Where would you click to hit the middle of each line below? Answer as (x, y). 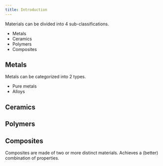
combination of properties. (32, 158)
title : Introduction (26, 10)
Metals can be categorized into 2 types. (46, 77)
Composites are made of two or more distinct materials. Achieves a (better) (82, 153)
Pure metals (24, 86)
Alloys (19, 92)
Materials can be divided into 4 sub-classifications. (57, 24)
